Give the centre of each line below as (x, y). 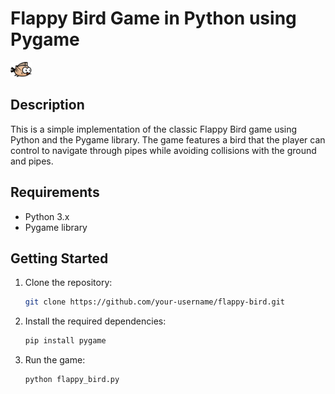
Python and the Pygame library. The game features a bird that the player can (168, 139)
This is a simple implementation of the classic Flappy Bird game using (154, 129)
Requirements (55, 192)
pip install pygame (65, 341)
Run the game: (55, 360)
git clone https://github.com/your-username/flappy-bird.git (155, 302)
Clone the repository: (68, 283)
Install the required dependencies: (95, 321)
